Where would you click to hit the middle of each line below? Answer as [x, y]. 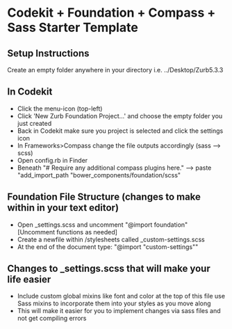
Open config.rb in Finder [52, 160]
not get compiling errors [52, 319]
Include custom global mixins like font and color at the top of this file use [121, 296]
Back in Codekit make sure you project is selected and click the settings [120, 131]
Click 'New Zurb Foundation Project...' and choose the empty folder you [120, 115]
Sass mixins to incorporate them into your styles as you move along [114, 303]
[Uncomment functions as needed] [67, 232]
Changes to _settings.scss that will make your [109, 269]
